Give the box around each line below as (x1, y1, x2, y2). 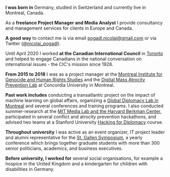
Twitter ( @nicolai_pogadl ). (5, 40, 61, 47)
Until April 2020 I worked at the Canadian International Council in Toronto (5, 51, 163, 56)
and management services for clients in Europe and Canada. (5, 25, 134, 31)
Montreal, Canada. (5, 10, 45, 16)
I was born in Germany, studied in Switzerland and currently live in (5, 5, 146, 10)
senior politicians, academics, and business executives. (5, 145, 123, 151)
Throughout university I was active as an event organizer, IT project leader (5, 129, 165, 135)
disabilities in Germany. (5, 166, 55, 172)
